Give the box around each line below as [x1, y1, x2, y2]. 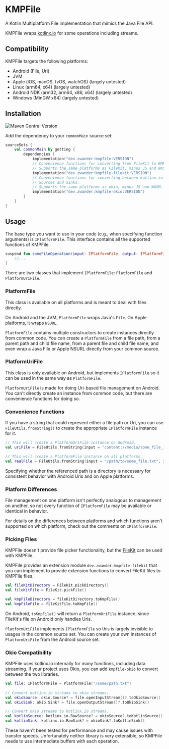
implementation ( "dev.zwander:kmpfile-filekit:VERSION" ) [32, 170, 152, 175]
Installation [5, 110, 41, 118]
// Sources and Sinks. [32, 180, 80, 185]
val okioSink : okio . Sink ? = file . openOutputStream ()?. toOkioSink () [5, 700, 150, 705]
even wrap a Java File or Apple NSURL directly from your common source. [5, 345, 159, 352]
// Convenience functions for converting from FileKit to [32, 161, 156, 166]
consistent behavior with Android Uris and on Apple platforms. [5, 473, 134, 479]
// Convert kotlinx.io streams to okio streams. [5, 690, 109, 695]
